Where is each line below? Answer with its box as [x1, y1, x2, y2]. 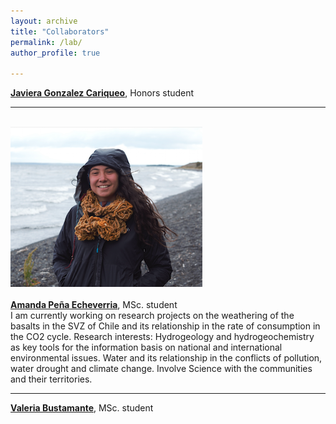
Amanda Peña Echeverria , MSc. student [10, 299, 178, 311]
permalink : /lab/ [10, 37, 83, 47]
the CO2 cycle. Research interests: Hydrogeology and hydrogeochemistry [10, 331, 315, 343]
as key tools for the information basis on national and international [10, 341, 283, 354]
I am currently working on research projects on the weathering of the [10, 310, 295, 322]
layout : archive [10, 16, 78, 26]
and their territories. [10, 373, 93, 385]
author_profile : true [10, 48, 101, 58]
